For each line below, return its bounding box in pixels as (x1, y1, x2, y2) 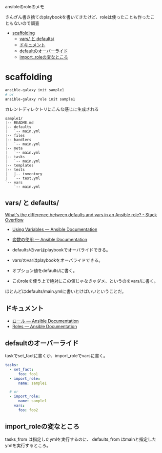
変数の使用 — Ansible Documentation (12, 237, 88, 243)
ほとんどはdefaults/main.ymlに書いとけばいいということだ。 (5, 288, 126, 294)
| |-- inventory (5, 171, 42, 176)
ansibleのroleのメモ (5, 4, 45, 9)
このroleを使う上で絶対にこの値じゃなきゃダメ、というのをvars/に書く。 (12, 278, 159, 284)
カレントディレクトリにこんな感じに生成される (5, 106, 99, 112)
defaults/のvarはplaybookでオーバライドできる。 (12, 247, 111, 253)
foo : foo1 (18, 371, 38, 376)
